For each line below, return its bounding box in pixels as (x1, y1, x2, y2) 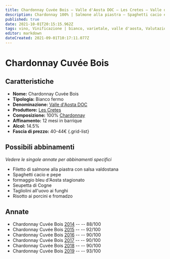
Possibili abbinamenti (5, 143, 75, 151)
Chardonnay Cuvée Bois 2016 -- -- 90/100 (12, 232, 101, 238)
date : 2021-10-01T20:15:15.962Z (5, 21, 73, 27)
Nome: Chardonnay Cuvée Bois (12, 90, 79, 96)
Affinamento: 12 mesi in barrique (12, 117, 82, 124)
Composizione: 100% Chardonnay (12, 112, 86, 118)
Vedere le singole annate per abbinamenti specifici (5, 156, 112, 162)
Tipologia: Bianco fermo (12, 96, 64, 102)
